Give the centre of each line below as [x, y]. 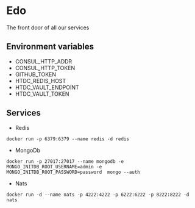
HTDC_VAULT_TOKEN [42, 94]
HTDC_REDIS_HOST [41, 81]
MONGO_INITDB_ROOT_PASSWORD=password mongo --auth [73, 172]
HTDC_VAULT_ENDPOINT [47, 87]
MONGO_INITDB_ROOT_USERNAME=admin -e [54, 167]
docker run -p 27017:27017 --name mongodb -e [65, 161]
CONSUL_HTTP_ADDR [44, 61]
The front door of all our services [48, 27]
